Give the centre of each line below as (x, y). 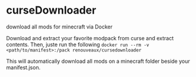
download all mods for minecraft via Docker (60, 27)
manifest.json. (23, 67)
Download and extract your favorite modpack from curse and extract (90, 38)
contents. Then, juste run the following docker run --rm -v (78, 44)
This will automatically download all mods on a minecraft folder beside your (98, 61)
